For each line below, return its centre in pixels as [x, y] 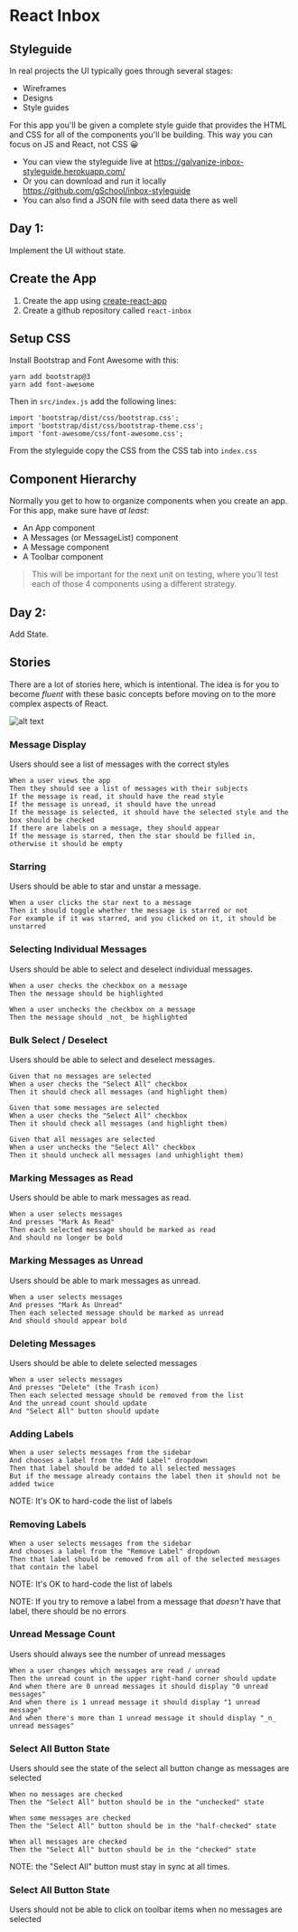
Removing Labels [48, 1524]
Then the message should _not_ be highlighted [98, 1017]
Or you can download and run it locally [94, 181]
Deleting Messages [53, 1343]
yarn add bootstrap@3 [50, 377]
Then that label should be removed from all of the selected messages [145, 1559]
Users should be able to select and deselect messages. [112, 1060]
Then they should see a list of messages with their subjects [129, 789]
